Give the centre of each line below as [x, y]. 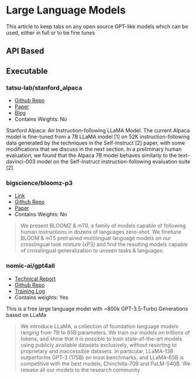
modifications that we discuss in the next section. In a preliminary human [94, 149]
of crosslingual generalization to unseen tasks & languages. [92, 251]
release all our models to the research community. [81, 370]
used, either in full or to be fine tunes [51, 32]
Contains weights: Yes [41, 297]
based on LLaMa [26, 315]
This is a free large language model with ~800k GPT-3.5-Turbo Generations [97, 309]
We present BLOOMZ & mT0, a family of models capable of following [103, 226]
